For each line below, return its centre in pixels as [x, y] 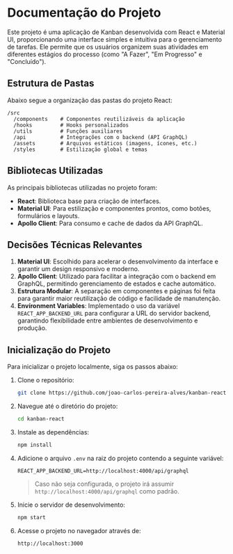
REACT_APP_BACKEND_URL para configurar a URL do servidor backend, [114, 313]
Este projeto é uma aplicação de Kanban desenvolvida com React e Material [116, 32]
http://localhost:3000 [50, 544]
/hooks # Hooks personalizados [71, 125]
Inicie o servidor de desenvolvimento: [71, 505]
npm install [34, 445]
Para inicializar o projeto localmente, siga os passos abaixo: [93, 367]
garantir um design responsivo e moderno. [78, 269]
